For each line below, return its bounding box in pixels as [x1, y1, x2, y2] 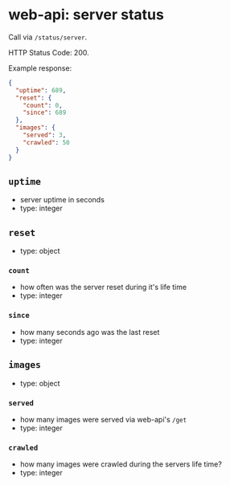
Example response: [8, 63, 72, 73]
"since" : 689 [23, 108, 67, 117]
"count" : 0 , [23, 101, 63, 109]
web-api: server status [8, 6, 165, 24]
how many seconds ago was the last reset [19, 327, 160, 336]
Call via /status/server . [8, 32, 88, 42]
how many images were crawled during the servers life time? [19, 459, 223, 469]
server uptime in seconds [19, 195, 105, 205]
